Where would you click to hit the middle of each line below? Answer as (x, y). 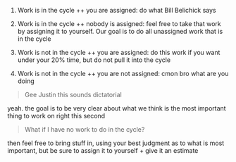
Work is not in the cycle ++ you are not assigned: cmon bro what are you (123, 74)
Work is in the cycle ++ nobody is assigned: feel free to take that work (119, 24)
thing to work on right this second (56, 116)
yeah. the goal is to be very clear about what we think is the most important (117, 108)
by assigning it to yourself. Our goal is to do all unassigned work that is (120, 31)
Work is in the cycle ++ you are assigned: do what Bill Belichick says (117, 10)
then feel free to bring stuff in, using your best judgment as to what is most (116, 143)
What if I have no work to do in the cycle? (85, 129)
